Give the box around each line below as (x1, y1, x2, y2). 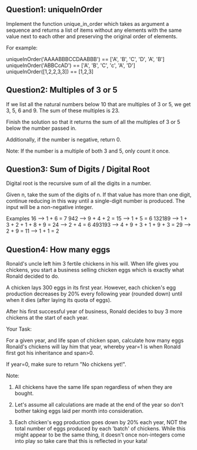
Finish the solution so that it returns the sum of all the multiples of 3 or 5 (6, 118, 181, 125)
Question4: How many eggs (6, 244, 111, 254)
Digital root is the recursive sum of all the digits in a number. (6, 180, 152, 187)
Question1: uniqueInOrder (6, 5, 103, 15)
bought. (14, 390, 34, 397)
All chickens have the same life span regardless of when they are (14, 384, 172, 391)
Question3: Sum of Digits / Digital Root (6, 164, 150, 174)
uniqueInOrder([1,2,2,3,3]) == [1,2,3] (6, 68, 94, 75)
